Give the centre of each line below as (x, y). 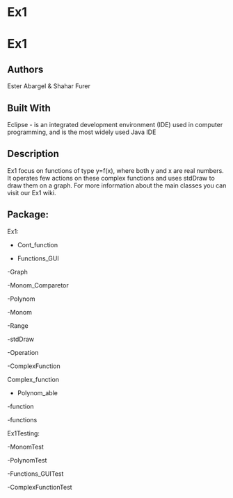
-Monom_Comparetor (38, 285)
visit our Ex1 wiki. (32, 192)
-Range (18, 325)
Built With (29, 108)
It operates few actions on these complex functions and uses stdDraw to (111, 178)
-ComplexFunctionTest (40, 487)
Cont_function (38, 244)
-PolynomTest (27, 460)
